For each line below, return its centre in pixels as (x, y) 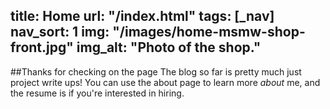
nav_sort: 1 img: (60, 32)
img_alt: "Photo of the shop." (169, 47)
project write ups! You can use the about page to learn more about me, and (165, 82)
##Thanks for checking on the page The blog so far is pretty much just (156, 71)
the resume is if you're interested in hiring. (97, 93)
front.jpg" (42, 47)
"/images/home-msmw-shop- (209, 32)
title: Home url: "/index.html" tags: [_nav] (142, 16)
